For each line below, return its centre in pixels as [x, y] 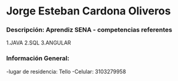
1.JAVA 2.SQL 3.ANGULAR [39, 43]
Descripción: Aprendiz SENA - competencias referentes [89, 30]
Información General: [38, 58]
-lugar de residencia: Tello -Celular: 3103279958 [66, 71]
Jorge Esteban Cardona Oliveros [88, 11]
